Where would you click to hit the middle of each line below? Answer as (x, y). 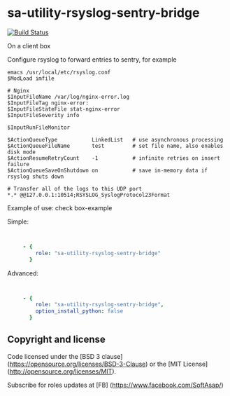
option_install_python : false (79, 311)
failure (19, 164)
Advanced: (23, 273)
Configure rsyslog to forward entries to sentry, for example (92, 59)
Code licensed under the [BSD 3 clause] (65, 356)
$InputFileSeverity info (43, 115)
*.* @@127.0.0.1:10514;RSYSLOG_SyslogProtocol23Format (89, 195)
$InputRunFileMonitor (39, 128)
